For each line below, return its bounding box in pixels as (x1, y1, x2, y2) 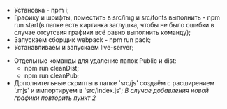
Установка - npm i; (13, 6, 69, 14)
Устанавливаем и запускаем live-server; (13, 43, 134, 51)
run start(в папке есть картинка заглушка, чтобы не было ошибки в (13, 21, 214, 29)
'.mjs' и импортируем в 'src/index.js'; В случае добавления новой (13, 87, 210, 94)
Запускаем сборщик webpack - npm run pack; (13, 36, 152, 44)
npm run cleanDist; (24, 64, 79, 72)
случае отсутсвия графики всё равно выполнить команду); (13, 28, 191, 36)
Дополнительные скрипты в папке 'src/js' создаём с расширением (13, 79, 215, 87)
